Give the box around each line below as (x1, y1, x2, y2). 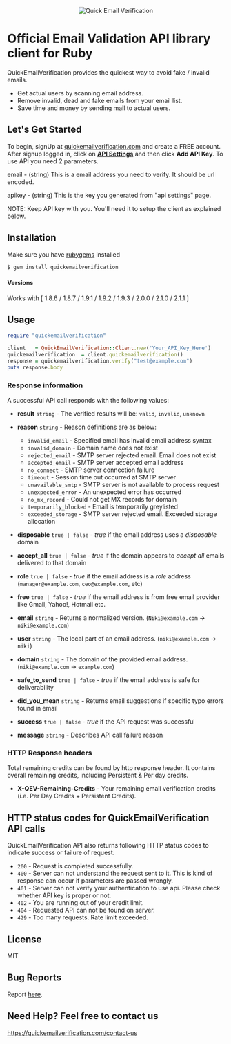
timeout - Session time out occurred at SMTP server (27, 473, 177, 482)
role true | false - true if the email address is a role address (17, 572, 191, 580)
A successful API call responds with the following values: (7, 396, 169, 405)
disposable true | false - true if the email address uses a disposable (17, 531, 217, 539)
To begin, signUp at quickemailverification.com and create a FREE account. (7, 142, 221, 150)
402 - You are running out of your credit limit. (17, 899, 144, 907)
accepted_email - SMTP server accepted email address (27, 459, 184, 467)
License (7, 933, 42, 945)
